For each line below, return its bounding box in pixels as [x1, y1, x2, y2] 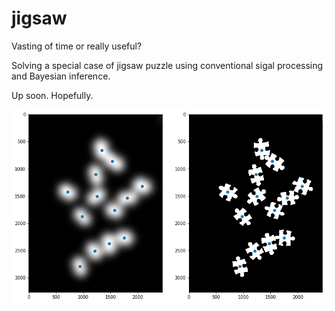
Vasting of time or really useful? [11, 40, 143, 52]
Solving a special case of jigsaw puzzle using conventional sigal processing [11, 59, 324, 71]
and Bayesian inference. [11, 70, 111, 82]
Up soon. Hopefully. [11, 89, 94, 101]
